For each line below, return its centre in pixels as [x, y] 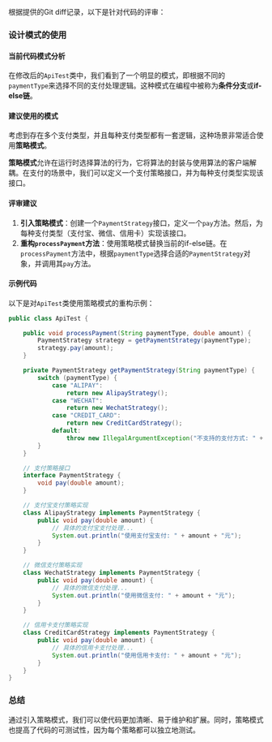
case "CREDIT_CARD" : [86, 416]
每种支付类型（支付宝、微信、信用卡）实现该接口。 [105, 233]
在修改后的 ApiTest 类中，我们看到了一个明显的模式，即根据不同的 [117, 75]
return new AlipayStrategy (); [117, 393]
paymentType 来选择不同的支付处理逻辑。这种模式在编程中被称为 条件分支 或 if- [135, 86]
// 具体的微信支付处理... [89, 588]
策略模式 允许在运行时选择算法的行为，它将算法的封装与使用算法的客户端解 [132, 163]
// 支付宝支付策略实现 [56, 506]
